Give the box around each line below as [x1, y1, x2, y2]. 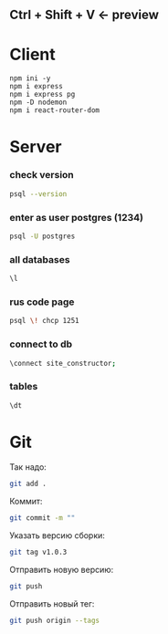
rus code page [9, 296, 75, 308]
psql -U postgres [9, 232, 76, 241]
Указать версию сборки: [9, 530, 105, 541]
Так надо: [9, 462, 47, 473]
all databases [9, 253, 70, 265]
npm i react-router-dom [9, 106, 100, 115]
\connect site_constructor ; [9, 359, 117, 368]
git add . [9, 479, 47, 489]
